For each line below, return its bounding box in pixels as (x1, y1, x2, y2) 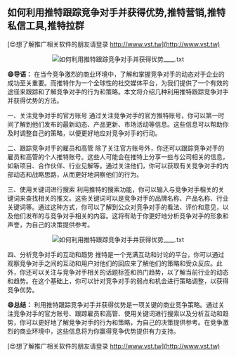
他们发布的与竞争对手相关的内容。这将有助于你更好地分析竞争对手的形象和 (13, 211, 229, 220)
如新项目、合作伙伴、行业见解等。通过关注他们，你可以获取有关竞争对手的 (7, 161, 223, 170)
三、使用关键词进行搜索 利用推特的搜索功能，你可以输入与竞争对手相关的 (7, 185, 218, 194)
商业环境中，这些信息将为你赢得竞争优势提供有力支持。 (19, 327, 180, 335)
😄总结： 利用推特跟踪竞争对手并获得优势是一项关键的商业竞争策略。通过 (7, 300, 219, 308)
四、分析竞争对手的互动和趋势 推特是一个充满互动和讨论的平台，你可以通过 (7, 250, 225, 258)
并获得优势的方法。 (7, 96, 63, 104)
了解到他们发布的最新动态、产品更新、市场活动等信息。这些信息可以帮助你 (13, 120, 229, 128)
